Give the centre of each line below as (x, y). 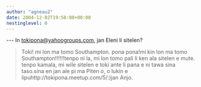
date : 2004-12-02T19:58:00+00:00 (49, 18)
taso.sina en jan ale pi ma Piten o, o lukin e (75, 71)
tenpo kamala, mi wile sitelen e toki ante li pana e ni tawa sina (98, 65)
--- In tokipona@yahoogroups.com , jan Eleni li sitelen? (75, 40)
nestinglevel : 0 (27, 23)
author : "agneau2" (30, 12)
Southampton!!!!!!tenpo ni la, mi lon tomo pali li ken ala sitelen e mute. (108, 59)
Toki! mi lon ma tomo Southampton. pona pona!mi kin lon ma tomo (104, 52)
